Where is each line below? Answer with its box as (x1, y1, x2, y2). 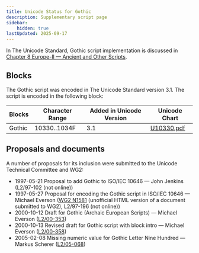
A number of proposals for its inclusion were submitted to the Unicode (6, 159, 178, 166)
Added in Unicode (89, 106, 142, 114)
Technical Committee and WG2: (6, 166, 84, 173)
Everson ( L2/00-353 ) (14, 215, 67, 222)
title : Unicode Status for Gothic (6, 8, 92, 15)
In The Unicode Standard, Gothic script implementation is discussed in (6, 47, 178, 54)
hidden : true (17, 25, 49, 31)
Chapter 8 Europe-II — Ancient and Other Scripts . (6, 53, 127, 60)
